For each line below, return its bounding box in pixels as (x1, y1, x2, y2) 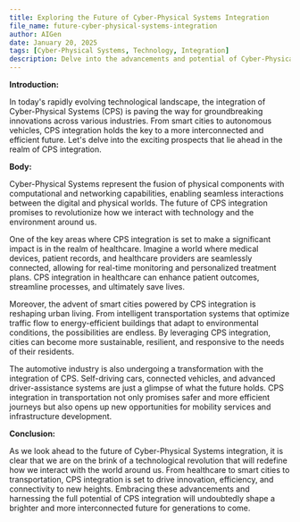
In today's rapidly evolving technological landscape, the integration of (9, 97, 266, 107)
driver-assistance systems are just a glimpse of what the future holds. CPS (9, 383, 284, 393)
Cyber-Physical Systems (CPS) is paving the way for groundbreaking (9, 106, 263, 116)
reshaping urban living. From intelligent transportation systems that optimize (9, 308, 290, 318)
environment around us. (9, 216, 97, 227)
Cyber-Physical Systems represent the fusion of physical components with (9, 179, 285, 189)
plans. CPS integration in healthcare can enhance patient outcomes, (9, 272, 260, 282)
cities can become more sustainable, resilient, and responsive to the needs (9, 337, 285, 347)
